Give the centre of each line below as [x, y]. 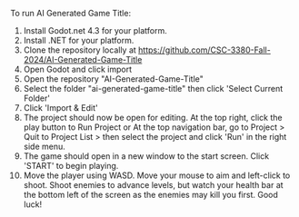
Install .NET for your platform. [79, 40]
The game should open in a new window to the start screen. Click [146, 156]
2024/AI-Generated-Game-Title [83, 59]
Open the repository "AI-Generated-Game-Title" [113, 79]
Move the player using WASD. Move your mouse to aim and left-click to [157, 175]
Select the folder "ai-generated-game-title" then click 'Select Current [153, 89]
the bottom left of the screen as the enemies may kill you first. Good [150, 195]
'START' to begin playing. [71, 166]
